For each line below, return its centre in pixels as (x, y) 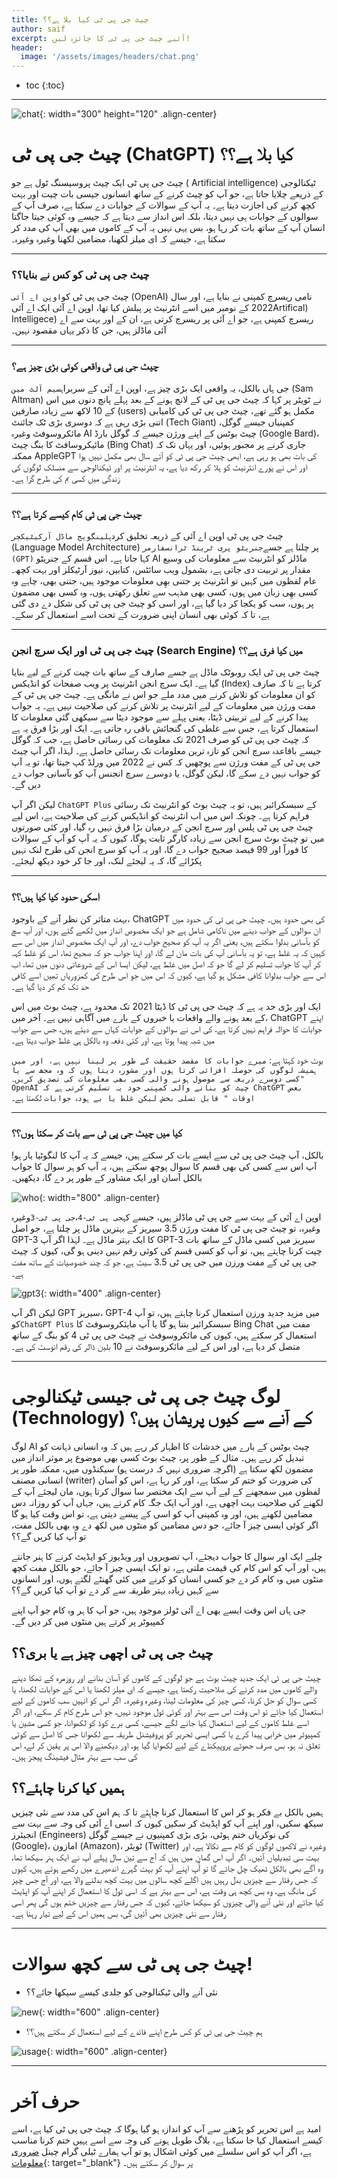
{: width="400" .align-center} (101, 1293)
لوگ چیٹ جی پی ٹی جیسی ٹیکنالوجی (146, 1397)
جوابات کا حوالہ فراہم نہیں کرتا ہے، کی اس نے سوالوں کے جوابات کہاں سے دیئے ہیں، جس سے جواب (167, 1028)
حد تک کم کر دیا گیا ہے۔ (50, 986)
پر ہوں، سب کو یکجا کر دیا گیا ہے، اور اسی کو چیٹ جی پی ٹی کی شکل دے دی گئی (162, 603)
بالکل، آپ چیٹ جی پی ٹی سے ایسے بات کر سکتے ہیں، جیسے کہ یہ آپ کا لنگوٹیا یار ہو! (167, 1155)
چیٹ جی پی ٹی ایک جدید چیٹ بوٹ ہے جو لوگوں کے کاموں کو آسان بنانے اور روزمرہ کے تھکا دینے (166, 1677)
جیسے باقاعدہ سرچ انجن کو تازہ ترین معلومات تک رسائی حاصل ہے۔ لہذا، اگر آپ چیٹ (166, 751)
